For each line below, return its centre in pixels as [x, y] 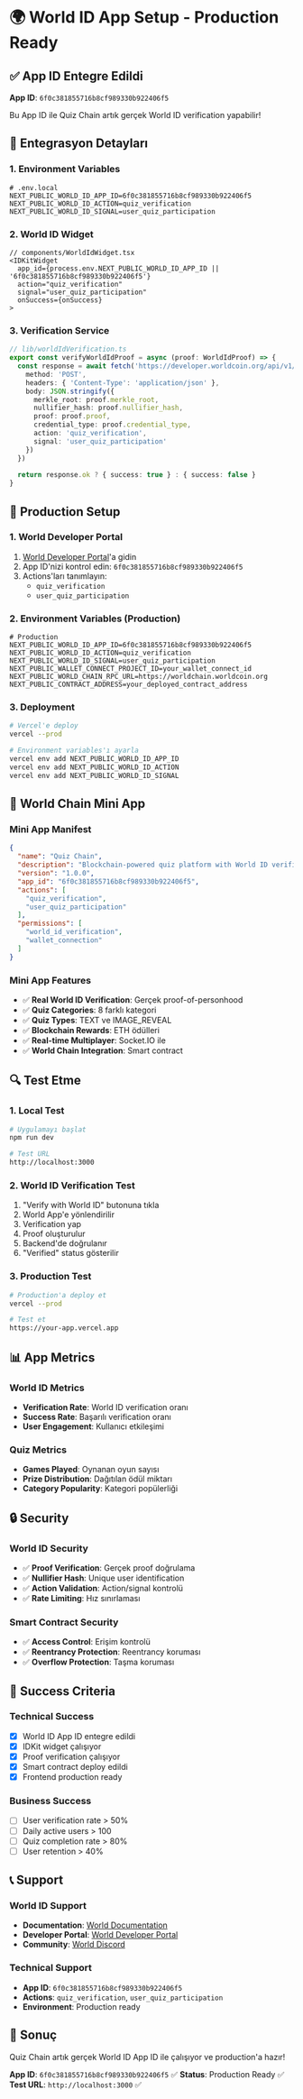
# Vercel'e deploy [44, 726]
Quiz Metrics [38, 1450]
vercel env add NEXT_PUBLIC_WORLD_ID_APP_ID [94, 759]
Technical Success [52, 1717]
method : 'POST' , [56, 374]
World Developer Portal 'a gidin [79, 556]
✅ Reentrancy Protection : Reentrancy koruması [111, 1652]
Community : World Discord [74, 1945]
